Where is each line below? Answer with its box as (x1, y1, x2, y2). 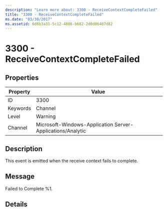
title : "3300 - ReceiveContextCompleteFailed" (5, 12, 104, 17)
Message (5, 172, 35, 181)
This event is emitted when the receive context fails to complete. (5, 158, 138, 164)
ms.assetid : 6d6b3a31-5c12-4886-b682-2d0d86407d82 (5, 21, 113, 27)
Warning (35, 113, 56, 120)
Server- (114, 121, 133, 128)
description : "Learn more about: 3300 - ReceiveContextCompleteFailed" (5, 7, 157, 13)
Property (8, 88, 30, 95)
